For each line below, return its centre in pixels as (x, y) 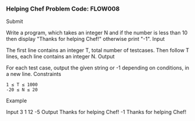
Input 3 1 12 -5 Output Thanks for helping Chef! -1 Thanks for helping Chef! (96, 112)
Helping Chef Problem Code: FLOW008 (63, 9)
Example (17, 101)
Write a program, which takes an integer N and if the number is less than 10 (97, 33)
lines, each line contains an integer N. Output (61, 57)
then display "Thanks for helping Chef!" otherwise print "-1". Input (85, 39)
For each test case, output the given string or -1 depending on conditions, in (97, 68)
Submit (15, 22)
